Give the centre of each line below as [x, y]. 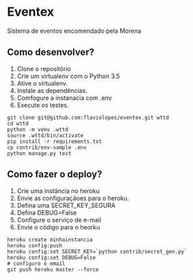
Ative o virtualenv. [42, 83]
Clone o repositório [44, 68]
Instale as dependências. [52, 90]
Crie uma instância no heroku [58, 191]
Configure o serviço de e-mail [59, 220]
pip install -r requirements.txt [55, 141]
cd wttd [18, 124]
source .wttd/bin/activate [45, 135]
